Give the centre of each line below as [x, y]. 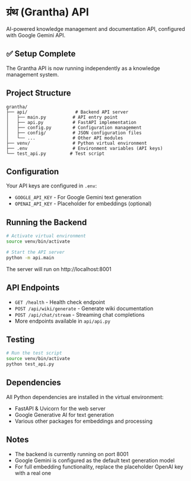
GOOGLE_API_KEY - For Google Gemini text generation [78, 198]
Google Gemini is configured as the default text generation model [95, 460]
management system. [33, 74]
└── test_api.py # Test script [55, 154]
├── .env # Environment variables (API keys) [85, 148]
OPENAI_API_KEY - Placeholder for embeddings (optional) [83, 203]
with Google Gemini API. [36, 35]
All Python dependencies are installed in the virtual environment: [85, 397]
